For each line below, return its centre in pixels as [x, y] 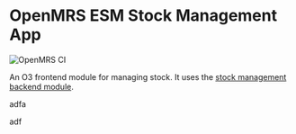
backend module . [41, 86]
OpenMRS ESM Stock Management [143, 16]
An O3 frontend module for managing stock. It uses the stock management [148, 76]
